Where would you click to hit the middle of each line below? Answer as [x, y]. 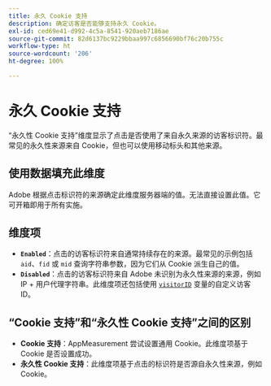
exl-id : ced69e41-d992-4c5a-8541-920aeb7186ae [89, 31]
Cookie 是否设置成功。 [58, 353]
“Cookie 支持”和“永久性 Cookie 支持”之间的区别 [130, 322]
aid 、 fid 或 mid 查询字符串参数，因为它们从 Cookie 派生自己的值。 [132, 264]
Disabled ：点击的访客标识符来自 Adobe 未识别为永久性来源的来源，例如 [141, 274]
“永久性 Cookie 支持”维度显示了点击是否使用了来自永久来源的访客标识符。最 [136, 135]
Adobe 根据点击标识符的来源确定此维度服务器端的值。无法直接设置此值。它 [135, 194]
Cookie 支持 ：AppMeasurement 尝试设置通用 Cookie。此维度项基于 [134, 344]
